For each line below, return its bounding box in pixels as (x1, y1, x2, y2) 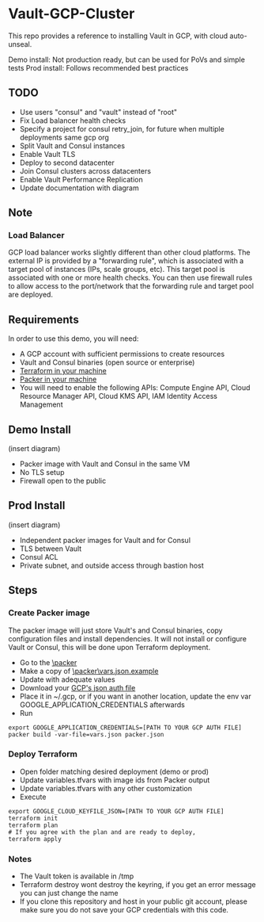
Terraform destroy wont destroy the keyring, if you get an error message (19, 880, 256, 889)
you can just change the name (19, 889, 119, 898)
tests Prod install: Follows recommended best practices (8, 63, 189, 72)
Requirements (8, 312, 79, 326)
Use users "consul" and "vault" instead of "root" (19, 107, 178, 117)
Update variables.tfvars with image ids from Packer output (19, 775, 210, 785)
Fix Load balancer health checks (19, 116, 126, 125)
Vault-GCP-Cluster (8, 5, 135, 23)
